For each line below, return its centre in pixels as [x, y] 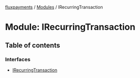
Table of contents [33, 45]
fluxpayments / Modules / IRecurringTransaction [54, 7]
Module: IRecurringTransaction [70, 27]
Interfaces [18, 59]
